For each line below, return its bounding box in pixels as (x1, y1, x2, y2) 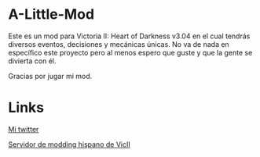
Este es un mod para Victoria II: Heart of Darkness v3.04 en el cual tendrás (8, 31, 251, 41)
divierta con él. (8, 56, 57, 66)
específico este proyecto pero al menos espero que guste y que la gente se (8, 48, 253, 57)
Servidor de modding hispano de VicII (8, 139, 131, 149)
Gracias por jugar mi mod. (8, 71, 93, 80)
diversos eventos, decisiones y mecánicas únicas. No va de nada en (8, 39, 229, 48)
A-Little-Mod (8, 5, 95, 23)
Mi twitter (8, 124, 39, 134)
